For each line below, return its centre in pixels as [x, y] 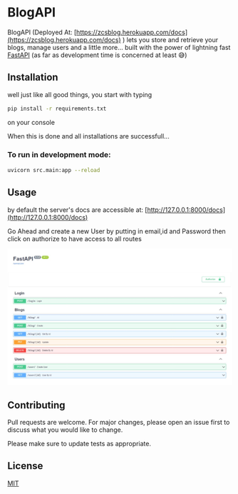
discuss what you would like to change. [65, 430]
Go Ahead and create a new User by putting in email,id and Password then [117, 231]
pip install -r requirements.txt [57, 109]
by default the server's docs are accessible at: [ [77, 210]
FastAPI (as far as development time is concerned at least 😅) [97, 55]
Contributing [36, 405]
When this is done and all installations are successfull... [88, 136]
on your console [31, 122]
